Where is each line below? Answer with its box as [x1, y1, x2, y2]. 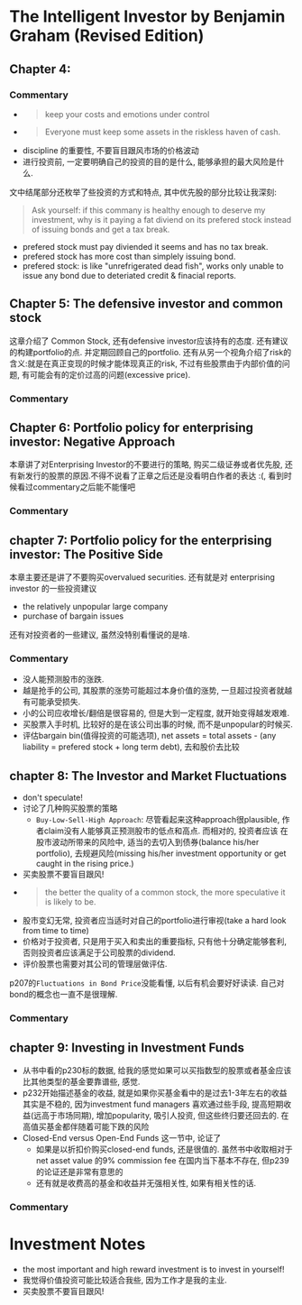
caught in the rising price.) [35, 859, 134, 869]
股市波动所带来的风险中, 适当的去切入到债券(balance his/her [35, 837, 260, 848]
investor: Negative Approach [9, 435, 176, 449]
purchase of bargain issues [22, 611, 124, 621]
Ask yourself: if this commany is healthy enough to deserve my [31, 205, 266, 216]
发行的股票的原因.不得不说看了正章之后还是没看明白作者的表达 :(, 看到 [24, 471, 285, 482]
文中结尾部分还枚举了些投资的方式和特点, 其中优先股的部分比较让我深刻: [9, 187, 278, 198]
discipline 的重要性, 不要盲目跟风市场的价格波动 [22, 144, 200, 155]
